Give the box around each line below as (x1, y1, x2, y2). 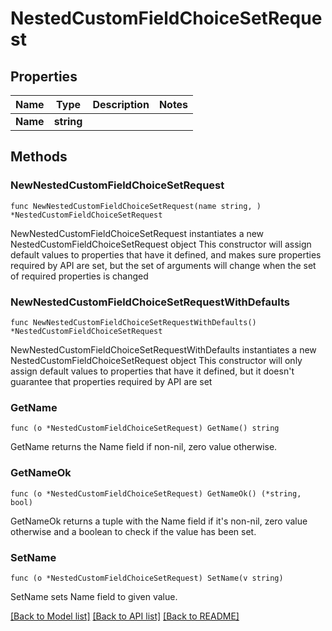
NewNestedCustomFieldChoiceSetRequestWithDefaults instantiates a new (10, 343, 317, 356)
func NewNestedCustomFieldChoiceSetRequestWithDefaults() (10, 317, 257, 327)
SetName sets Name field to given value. (10, 590, 178, 602)
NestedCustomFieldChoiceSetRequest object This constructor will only (10, 354, 303, 366)
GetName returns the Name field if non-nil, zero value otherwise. (10, 441, 278, 453)
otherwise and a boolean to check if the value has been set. (10, 525, 257, 537)
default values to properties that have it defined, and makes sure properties (10, 248, 322, 261)
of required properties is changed (10, 270, 149, 282)
